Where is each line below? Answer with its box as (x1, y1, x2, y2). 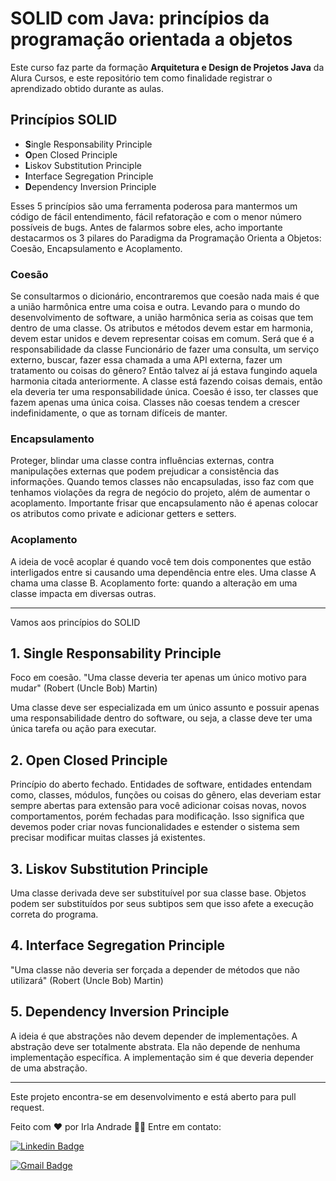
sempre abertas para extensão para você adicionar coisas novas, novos (10, 800, 307, 812)
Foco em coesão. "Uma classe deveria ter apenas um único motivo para (10, 672, 307, 684)
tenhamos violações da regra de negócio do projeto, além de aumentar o (10, 487, 311, 499)
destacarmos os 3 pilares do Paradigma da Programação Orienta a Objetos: (10, 232, 322, 244)
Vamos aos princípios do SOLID (10, 616, 141, 628)
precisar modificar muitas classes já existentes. (10, 832, 206, 844)
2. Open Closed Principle (10, 752, 168, 769)
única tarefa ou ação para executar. (10, 723, 157, 735)
